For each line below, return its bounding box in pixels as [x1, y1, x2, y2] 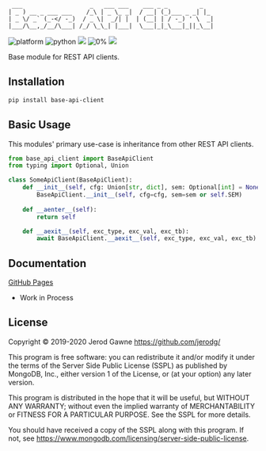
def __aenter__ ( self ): [22, 205, 97, 213]
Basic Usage [8, 118, 71, 132]
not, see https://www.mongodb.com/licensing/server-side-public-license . [8, 434, 249, 443]
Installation [8, 75, 65, 89]
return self [36, 212, 77, 221]
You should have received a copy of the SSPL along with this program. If [8, 425, 245, 434]
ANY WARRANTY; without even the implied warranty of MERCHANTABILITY [8, 401, 256, 411]
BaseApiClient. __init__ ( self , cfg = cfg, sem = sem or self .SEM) [36, 191, 243, 199]
